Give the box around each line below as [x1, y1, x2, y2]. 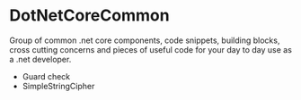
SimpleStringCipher [22, 80, 95, 91]
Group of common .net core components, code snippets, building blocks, [9, 35, 280, 46]
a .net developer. [9, 54, 72, 64]
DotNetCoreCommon [9, 5, 170, 26]
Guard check [22, 71, 71, 81]
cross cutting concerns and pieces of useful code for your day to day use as [9, 44, 292, 54]
